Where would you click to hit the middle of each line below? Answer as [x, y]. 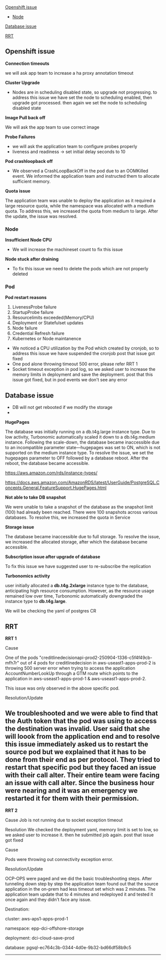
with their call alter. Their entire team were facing [82, 775]
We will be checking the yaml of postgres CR [51, 611]
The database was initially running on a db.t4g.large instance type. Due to [80, 432]
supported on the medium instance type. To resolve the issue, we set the [79, 453]
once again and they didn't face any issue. [48, 899]
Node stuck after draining [32, 259]
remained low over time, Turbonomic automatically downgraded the [74, 596]
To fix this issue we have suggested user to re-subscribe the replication [78, 566]
